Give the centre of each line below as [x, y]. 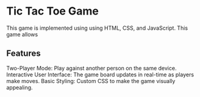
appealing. [20, 87]
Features [23, 54]
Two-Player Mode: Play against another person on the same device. [91, 68]
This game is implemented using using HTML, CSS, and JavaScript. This [97, 28]
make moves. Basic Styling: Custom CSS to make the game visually [91, 81]
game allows [22, 34]
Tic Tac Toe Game [52, 11]
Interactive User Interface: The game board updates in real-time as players [100, 75]
